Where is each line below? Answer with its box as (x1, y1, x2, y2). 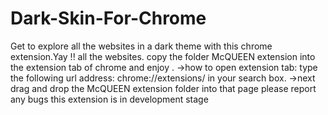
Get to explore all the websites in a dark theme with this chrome (10, 40, 273, 52)
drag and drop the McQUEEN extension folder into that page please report (10, 82, 317, 94)
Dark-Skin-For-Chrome (10, 7, 207, 30)
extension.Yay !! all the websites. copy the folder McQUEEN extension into (10, 50, 316, 62)
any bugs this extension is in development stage (10, 93, 209, 105)
